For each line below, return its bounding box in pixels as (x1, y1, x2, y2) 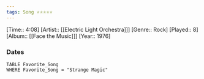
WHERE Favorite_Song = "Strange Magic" (6, 67, 108, 73)
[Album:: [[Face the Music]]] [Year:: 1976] (6, 32, 111, 40)
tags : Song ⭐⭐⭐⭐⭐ (6, 9, 53, 15)
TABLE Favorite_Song (6, 61, 59, 67)
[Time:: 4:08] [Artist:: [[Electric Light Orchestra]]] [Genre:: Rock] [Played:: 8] (6, 26, 198, 33)
